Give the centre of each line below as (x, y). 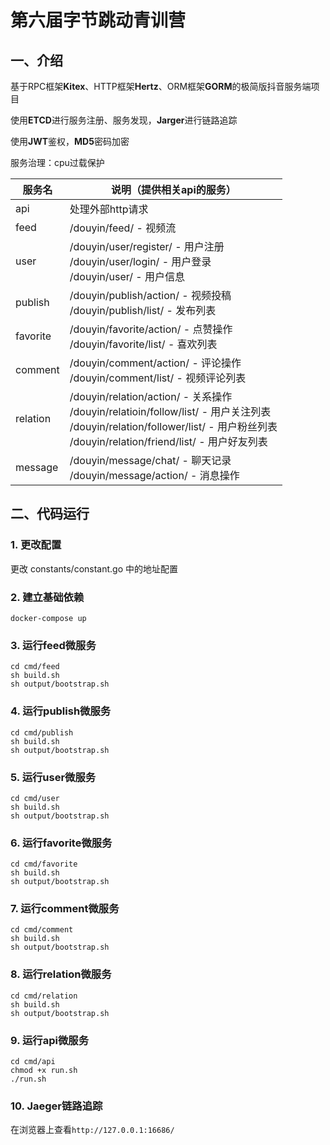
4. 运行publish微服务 (61, 711)
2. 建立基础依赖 (47, 597)
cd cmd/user (35, 798)
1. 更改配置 (36, 545)
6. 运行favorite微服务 (61, 843)
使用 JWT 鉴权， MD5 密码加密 (70, 141)
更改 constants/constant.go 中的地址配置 (94, 568)
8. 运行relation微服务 (61, 974)
